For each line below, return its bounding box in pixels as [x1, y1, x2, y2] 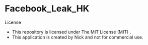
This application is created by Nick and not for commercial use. [12, 34, 143, 40]
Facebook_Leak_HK [5, 3, 90, 14]
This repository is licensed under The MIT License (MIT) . [12, 29, 131, 35]
